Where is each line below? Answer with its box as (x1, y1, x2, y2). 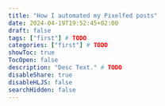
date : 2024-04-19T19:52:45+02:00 (8, 19, 119, 27)
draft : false (8, 26, 52, 34)
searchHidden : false (8, 85, 77, 94)
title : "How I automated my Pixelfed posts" (8, 11, 158, 20)
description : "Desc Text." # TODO (8, 64, 123, 72)
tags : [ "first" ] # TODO (8, 33, 87, 42)
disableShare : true (8, 71, 73, 79)
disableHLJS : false (8, 78, 73, 86)
